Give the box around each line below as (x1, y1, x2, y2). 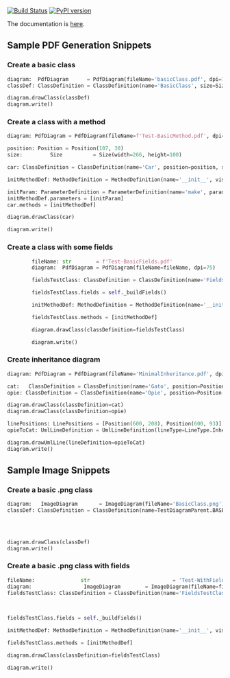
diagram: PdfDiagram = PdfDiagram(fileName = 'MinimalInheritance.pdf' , (7, 371, 213, 377)
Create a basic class (7, 60, 76, 70)
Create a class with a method (7, 117, 106, 127)
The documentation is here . (7, 20, 85, 27)
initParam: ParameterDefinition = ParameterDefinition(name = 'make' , (7, 189, 207, 196)
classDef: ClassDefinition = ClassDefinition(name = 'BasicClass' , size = (7, 82, 216, 89)
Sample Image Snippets (7, 465, 111, 476)
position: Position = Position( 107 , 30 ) (7, 145, 125, 152)
